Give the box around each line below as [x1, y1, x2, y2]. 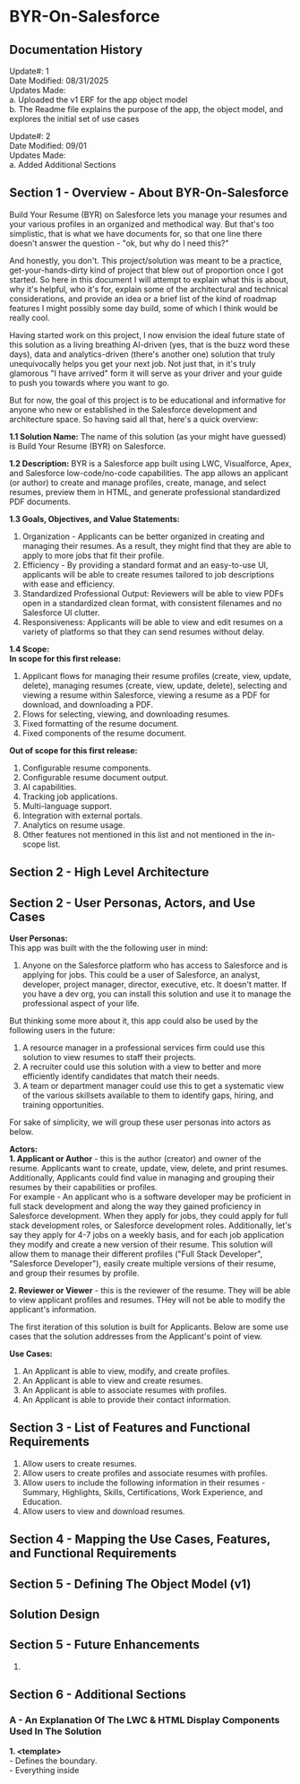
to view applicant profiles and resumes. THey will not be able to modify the [9, 1294, 286, 1306]
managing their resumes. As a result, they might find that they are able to [21, 540, 292, 551]
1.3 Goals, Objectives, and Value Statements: [9, 513, 181, 524]
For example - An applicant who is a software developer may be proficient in [9, 1191, 292, 1203]
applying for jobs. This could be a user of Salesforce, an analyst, [21, 970, 261, 980]
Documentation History [9, 42, 143, 57]
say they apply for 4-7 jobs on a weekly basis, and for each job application [9, 1230, 285, 1240]
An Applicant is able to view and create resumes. [21, 1375, 203, 1387]
